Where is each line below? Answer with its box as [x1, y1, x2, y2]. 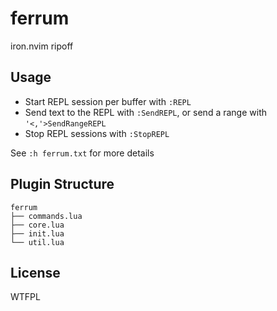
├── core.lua [10, 220, 65, 230]
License [10, 264, 61, 281]
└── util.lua [10, 237, 65, 247]
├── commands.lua [10, 211, 83, 221]
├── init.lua [10, 228, 65, 239]
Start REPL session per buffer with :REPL [24, 95, 192, 107]
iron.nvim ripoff [10, 40, 74, 52]
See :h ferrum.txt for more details [10, 147, 155, 159]
